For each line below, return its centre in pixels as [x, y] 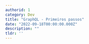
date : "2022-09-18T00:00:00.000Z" [41, 24]
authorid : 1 [18, 10]
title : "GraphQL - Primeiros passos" [45, 19]
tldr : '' [14, 33]
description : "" [22, 29]
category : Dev [20, 15]
